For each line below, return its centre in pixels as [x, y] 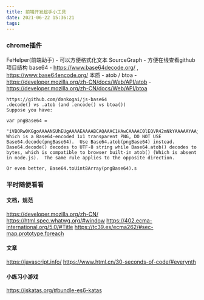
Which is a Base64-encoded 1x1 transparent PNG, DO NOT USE [84, 136]
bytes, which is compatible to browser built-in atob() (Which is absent [102, 152]
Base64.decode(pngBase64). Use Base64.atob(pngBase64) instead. [90, 142]
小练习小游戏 [22, 276]
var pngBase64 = [27, 121]
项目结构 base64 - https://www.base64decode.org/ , [72, 67]
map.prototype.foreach [35, 233]
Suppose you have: [29, 110]
